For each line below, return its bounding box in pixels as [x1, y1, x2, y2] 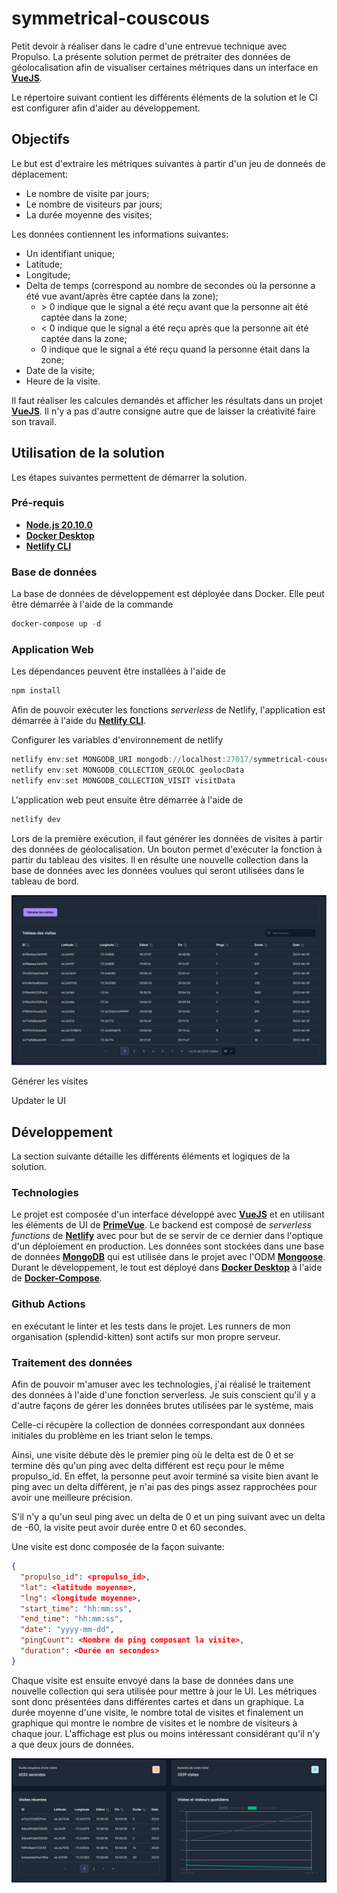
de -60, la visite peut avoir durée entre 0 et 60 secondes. [11, 1522, 247, 1534]
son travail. [11, 415, 57, 427]
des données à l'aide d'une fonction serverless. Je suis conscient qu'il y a [11, 1389, 316, 1401]
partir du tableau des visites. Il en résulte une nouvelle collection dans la [11, 853, 309, 866]
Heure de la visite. [25, 375, 101, 387]
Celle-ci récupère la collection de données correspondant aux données [11, 1419, 306, 1431]
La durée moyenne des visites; [25, 208, 153, 221]
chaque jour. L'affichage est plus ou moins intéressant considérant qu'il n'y [11, 1727, 321, 1739]
